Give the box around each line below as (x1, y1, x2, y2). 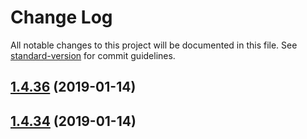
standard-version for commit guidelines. (10, 49, 176, 61)
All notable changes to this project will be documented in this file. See (10, 39, 298, 51)
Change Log (10, 6, 113, 29)
